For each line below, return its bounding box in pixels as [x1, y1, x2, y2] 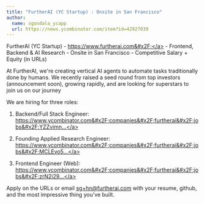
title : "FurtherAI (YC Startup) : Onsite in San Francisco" [6, 9, 163, 15]
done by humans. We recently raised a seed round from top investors [6, 74, 181, 81]
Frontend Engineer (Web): [15, 160, 81, 167]
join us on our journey [6, 86, 62, 94]
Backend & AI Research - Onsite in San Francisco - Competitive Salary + [6, 49, 188, 57]
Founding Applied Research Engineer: [15, 135, 110, 142]
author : [6, 15, 26, 21]
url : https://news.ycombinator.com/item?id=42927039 [12, 26, 149, 32]
